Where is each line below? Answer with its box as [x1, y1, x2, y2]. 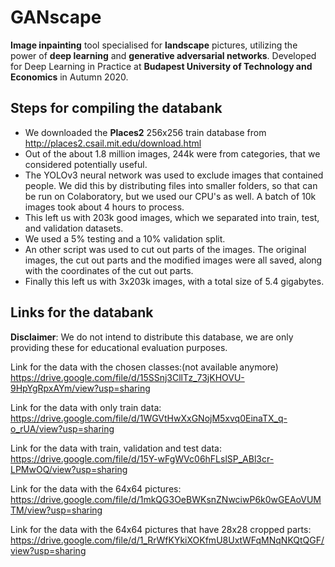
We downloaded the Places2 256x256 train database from [24, 126, 267, 138]
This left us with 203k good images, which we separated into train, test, [24, 211, 320, 223]
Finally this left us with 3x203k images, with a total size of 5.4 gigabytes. [24, 275, 325, 287]
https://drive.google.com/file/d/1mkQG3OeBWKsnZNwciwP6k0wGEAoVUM [10, 493, 322, 505]
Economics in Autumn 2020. [10, 71, 129, 83]
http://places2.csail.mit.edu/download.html [24, 137, 202, 149]
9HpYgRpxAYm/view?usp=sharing [10, 382, 151, 394]
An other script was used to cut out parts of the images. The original [24, 243, 307, 255]
